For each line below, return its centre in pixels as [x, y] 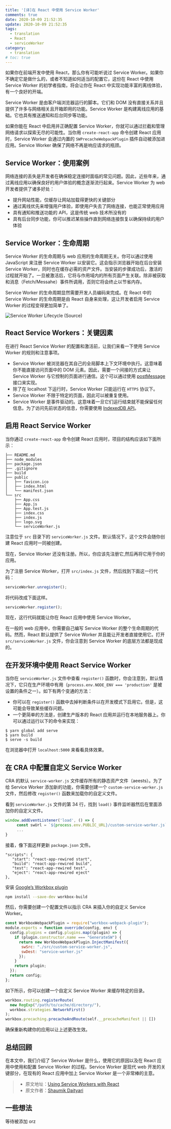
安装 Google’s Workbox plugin [37, 887]
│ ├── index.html [26, 486]
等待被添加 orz [21, 1121]
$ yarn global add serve [32, 731]
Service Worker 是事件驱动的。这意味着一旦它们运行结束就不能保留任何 [88, 402]
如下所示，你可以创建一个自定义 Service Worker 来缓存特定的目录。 [76, 990]
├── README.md [20, 455]
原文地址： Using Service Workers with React [72, 1084]
